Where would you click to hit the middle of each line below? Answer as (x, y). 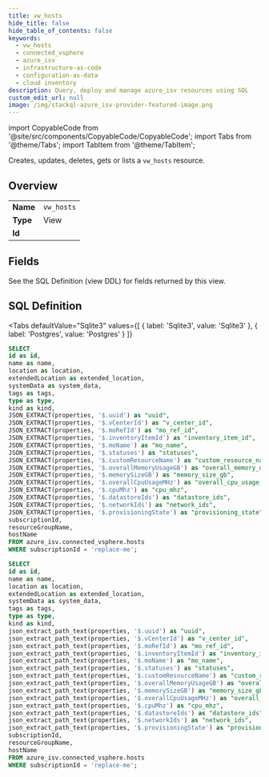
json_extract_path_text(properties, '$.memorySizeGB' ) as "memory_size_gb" (137, 690)
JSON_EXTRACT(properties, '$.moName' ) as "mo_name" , (98, 445)
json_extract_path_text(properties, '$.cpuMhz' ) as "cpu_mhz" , (116, 706)
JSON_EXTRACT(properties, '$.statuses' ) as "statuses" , (103, 453)
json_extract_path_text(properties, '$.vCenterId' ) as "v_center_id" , (128, 638)
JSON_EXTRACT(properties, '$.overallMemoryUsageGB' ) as (103, 468)
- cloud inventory (46, 83)
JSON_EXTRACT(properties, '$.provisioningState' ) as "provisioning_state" (136, 512)
